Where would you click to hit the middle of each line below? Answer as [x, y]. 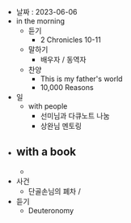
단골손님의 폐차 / [54, 191]
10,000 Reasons [67, 87]
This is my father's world [81, 79]
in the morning [40, 21]
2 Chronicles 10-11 [70, 40]
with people [48, 106]
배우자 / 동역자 [63, 60]
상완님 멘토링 [61, 126]
